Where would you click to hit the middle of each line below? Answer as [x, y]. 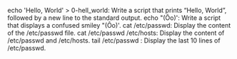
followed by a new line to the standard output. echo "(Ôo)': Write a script [114, 18]
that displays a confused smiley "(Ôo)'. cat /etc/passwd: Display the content [119, 25]
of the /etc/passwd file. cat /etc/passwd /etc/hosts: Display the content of [116, 33]
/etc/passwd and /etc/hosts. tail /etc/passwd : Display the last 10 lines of [114, 41]
